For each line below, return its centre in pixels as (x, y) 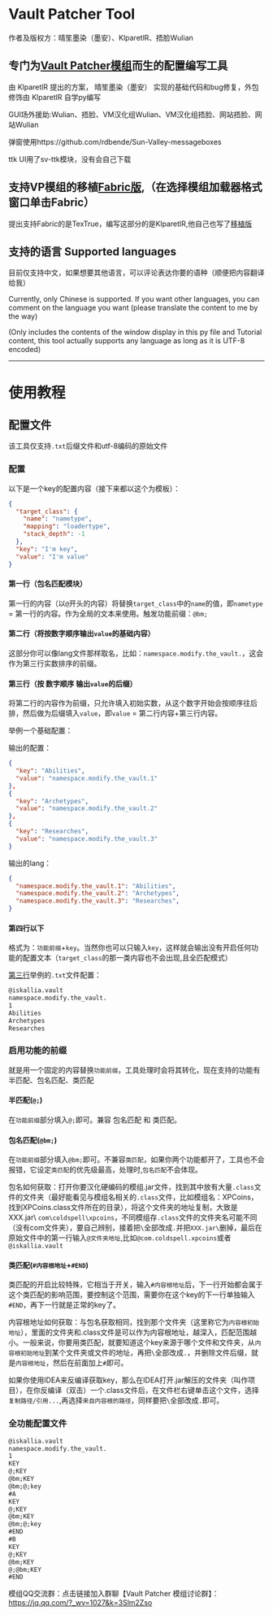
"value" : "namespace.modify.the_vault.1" (87, 778)
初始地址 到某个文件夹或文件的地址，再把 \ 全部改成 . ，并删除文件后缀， (136, 1353)
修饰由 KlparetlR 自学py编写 (55, 97)
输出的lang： (30, 863)
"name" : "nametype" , (58, 519)
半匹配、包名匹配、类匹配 (51, 1080)
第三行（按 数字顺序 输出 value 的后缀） (73, 683)
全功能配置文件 (38, 1424)
